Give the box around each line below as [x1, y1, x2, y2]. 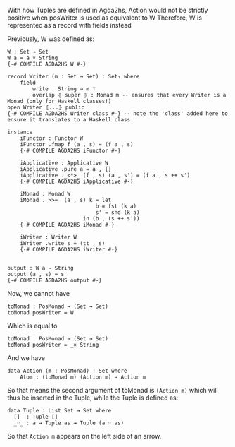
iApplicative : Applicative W [20, 160, 109, 167]
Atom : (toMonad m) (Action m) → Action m [20, 374, 146, 381]
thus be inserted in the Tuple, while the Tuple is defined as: [7, 393, 179, 402]
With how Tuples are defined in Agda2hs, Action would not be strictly [7, 6, 208, 14]
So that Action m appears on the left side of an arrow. [7, 432, 162, 440]
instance [7, 129, 33, 136]
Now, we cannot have [7, 290, 70, 297]
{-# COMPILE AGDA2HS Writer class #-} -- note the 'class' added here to [7, 110, 229, 117]
